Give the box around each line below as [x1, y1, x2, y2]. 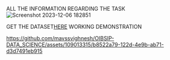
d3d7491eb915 [6, 47, 43, 55]
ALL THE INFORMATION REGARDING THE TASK [6, 5, 125, 12]
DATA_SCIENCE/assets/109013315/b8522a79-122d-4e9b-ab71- [6, 41, 164, 48]
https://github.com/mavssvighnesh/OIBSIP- [6, 35, 115, 41]
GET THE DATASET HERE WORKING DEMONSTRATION [6, 23, 142, 30]
